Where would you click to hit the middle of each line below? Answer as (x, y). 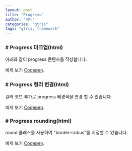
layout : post (19, 10)
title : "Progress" (24, 15)
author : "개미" (20, 19)
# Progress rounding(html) (39, 121)
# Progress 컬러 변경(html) (37, 85)
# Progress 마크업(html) (34, 48)
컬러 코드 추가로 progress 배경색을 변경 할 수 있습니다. (59, 96)
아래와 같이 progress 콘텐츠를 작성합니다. (46, 59)
